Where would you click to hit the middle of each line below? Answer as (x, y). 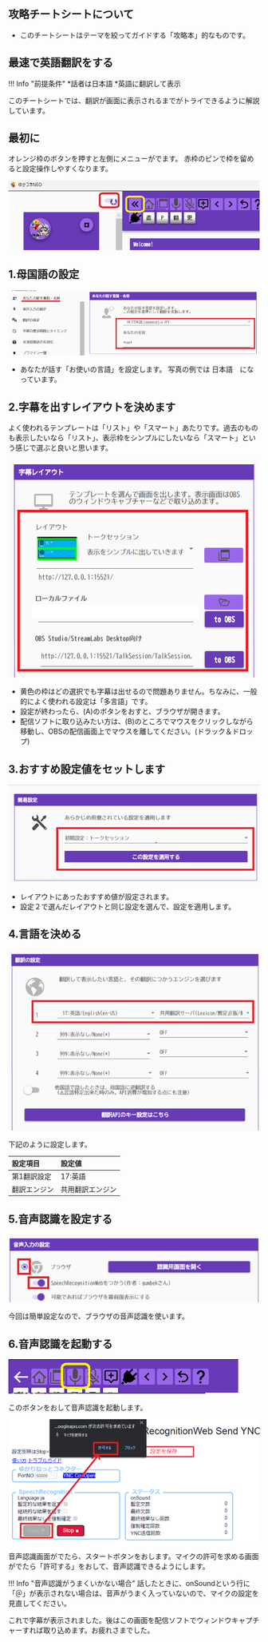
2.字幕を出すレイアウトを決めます (92, 407)
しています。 (29, 110)
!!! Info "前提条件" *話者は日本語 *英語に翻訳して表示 (95, 83)
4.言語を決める (45, 934)
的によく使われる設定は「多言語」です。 (86, 702)
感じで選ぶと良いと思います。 (64, 448)
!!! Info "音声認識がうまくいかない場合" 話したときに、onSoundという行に (129, 1584)
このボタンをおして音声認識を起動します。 (78, 1408)
